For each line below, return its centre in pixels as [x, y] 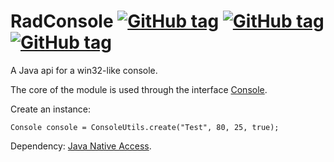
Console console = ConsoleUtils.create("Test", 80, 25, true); [145, 127]
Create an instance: [51, 109]
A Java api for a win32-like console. [84, 70]
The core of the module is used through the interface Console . [139, 89]
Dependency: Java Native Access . [81, 146]
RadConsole [62, 21]
